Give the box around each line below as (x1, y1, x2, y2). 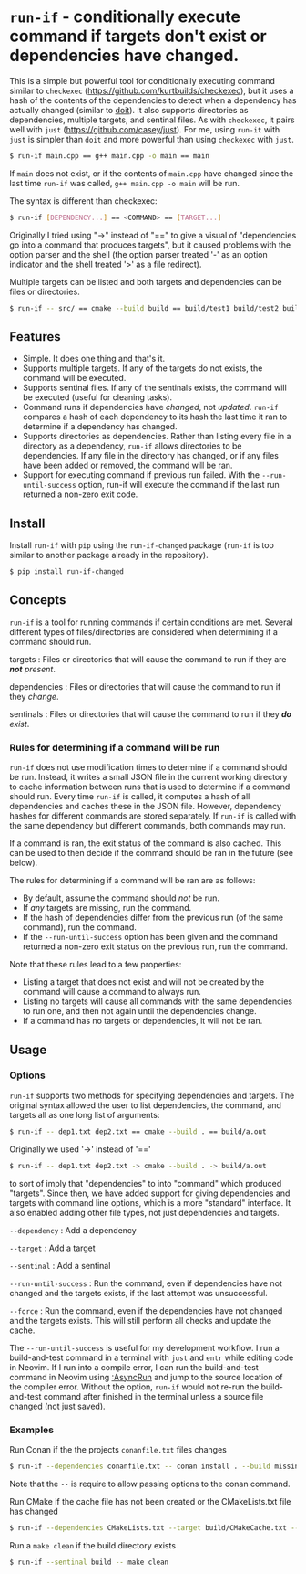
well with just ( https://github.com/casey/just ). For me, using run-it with (9, 123, 280, 134)
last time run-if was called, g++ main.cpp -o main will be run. (9, 177, 240, 188)
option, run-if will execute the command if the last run (77, 480, 280, 491)
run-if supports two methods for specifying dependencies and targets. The (9, 1090, 295, 1101)
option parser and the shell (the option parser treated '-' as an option (9, 248, 269, 259)
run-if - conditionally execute (9, 6, 241, 27)
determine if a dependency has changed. (22, 421, 178, 432)
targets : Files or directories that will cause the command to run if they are (9, 653, 287, 664)
